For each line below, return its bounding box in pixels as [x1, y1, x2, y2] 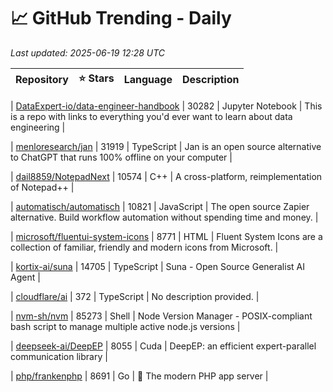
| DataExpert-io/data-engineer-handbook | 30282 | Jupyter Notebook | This [10, 100, 323, 112]
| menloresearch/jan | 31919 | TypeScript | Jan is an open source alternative [10, 140, 322, 152]
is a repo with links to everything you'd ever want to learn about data [10, 110, 293, 122]
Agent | [10, 271, 41, 283]
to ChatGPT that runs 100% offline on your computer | [10, 151, 233, 163]
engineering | [10, 121, 66, 133]
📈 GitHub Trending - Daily [10, 7, 232, 30]
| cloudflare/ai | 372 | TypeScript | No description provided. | [10, 290, 260, 302]
